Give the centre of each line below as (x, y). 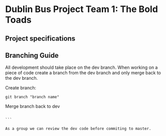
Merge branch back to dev (33, 106)
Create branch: (21, 88)
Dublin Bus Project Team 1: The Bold (81, 9)
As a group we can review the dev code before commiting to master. (78, 129)
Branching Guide (32, 55)
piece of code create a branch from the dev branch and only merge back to (83, 73)
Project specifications (40, 38)
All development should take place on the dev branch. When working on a (81, 67)
